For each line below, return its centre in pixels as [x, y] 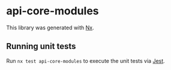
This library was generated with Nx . [50, 28]
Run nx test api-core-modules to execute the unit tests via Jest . [85, 60]
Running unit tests [41, 46]
